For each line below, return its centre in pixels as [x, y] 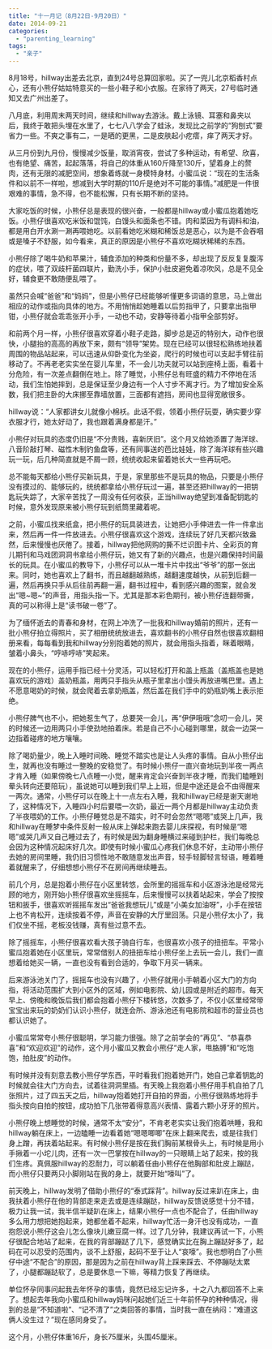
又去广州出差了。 [44, 98]
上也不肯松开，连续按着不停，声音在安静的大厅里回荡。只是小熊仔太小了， [132, 915]
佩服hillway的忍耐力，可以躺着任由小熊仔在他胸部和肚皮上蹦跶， [151, 1163]
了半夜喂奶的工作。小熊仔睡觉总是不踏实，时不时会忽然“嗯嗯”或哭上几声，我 [136, 816]
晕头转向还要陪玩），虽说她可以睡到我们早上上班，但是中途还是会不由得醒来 [134, 786]
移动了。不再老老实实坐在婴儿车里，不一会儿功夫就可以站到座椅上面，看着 [132, 364]
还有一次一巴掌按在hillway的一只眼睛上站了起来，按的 [161, 1153]
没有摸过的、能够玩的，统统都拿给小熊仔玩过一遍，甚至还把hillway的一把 [130, 487]
